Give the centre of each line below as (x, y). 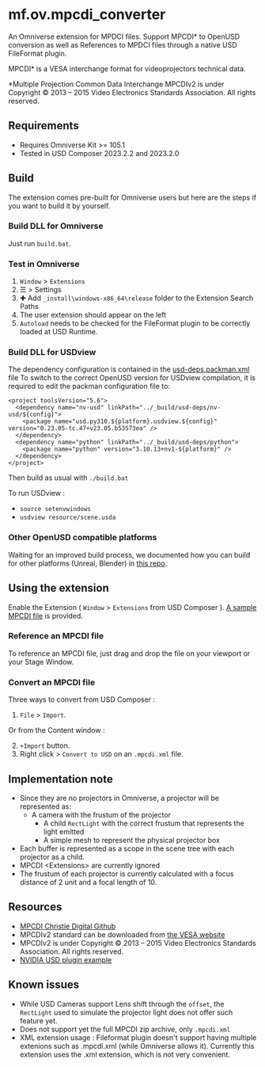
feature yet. (38, 1020)
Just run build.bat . (40, 243)
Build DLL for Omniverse (56, 226)
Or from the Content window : (57, 730)
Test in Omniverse (44, 264)
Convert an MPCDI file (52, 682)
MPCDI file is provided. (45, 615)
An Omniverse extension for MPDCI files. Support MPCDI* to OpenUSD (124, 36)
